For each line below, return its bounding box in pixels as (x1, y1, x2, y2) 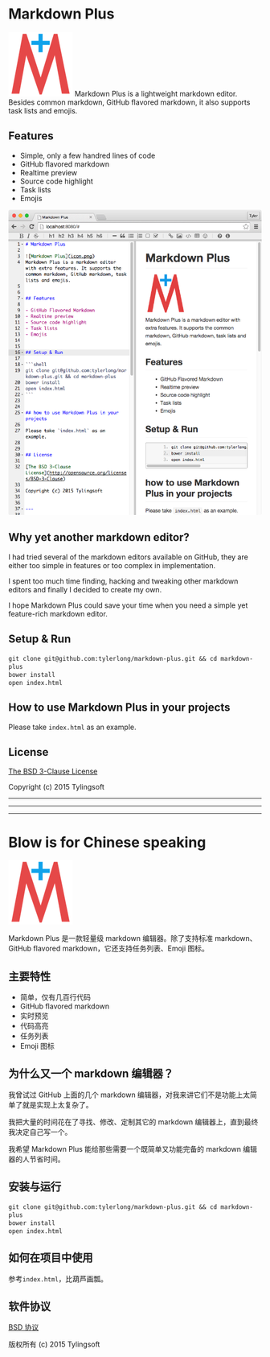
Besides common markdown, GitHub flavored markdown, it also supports (8, 97, 251, 107)
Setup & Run (8, 633, 72, 646)
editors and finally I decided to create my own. (8, 584, 162, 594)
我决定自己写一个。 (8, 1127, 72, 1136)
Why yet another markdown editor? (8, 530, 190, 544)
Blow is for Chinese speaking (8, 833, 207, 852)
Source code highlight (19, 176, 94, 186)
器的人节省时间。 (8, 1154, 65, 1164)
